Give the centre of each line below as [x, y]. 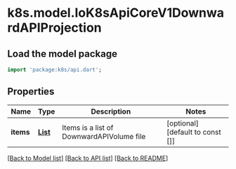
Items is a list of [88, 128]
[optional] [182, 123]
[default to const [194, 132]
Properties [31, 92]
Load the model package [63, 54]
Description [111, 111]
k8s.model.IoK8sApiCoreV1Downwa [116, 13]
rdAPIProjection [54, 28]
